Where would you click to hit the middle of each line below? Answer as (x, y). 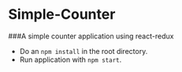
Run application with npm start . (71, 59)
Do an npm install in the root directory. (84, 51)
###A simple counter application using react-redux (91, 36)
